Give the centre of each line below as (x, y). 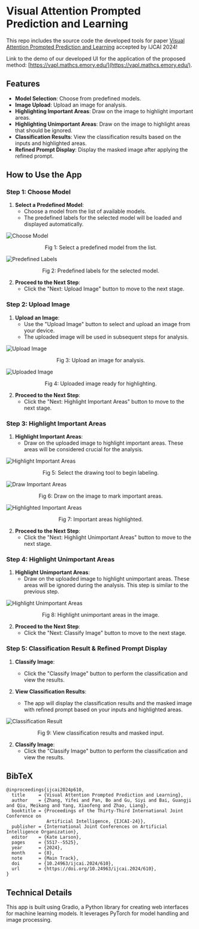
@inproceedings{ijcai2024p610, (45, 790)
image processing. (29, 920)
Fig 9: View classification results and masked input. (101, 733)
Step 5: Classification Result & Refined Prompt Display (87, 649)
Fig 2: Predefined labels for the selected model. (101, 271)
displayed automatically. (54, 224)
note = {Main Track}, (45, 859)
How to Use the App (44, 175)
